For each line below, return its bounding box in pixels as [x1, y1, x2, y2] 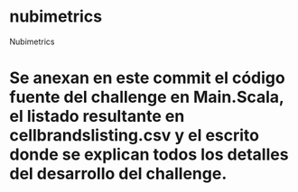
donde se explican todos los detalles [9, 144, 289, 165]
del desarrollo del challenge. [9, 164, 228, 184]
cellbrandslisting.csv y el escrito [9, 125, 260, 146]
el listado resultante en [9, 106, 185, 127]
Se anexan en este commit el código [9, 68, 286, 88]
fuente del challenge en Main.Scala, [9, 87, 284, 107]
